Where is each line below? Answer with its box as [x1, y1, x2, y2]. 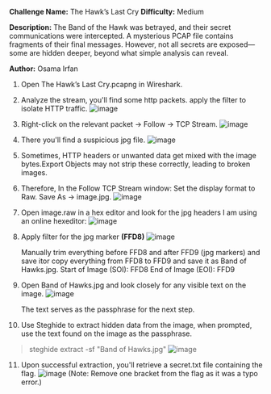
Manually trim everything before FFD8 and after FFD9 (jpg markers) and [20, 248, 261, 257]
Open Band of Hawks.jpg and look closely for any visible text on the [20, 280, 247, 290]
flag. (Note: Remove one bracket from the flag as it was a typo [20, 369, 259, 378]
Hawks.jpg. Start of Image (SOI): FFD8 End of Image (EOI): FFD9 [20, 265, 236, 274]
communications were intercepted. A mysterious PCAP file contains [9, 31, 234, 40]
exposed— [219, 40, 256, 49]
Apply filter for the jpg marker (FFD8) [20, 232, 145, 241]
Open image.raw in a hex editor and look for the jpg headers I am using [20, 207, 257, 217]
